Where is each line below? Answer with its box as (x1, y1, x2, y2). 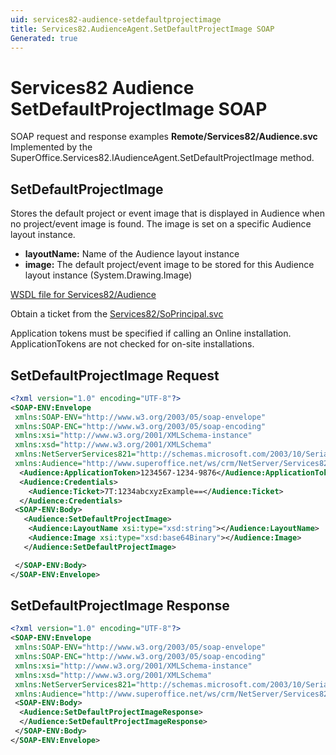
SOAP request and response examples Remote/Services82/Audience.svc (10, 131, 318, 143)
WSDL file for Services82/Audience (10, 289, 157, 301)
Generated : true (10, 33, 78, 43)
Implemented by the (10, 141, 93, 153)
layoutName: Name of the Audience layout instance (24, 248, 240, 260)
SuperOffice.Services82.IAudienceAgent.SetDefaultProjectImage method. (10, 152, 315, 164)
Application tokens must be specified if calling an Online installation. (10, 327, 292, 340)
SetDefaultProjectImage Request (10, 367, 220, 384)
